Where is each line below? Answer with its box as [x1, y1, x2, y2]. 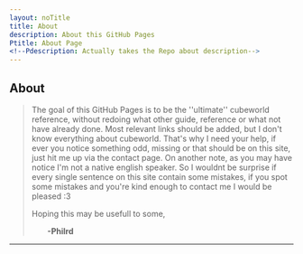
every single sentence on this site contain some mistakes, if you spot [31, 171, 289, 182]
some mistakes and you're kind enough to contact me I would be [31, 181, 272, 192]
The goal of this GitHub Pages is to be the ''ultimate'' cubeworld [31, 104, 271, 115]
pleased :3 [31, 191, 71, 202]
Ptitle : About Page [9, 38, 83, 48]
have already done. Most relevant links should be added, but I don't [31, 123, 282, 134]
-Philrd [47, 225, 74, 236]
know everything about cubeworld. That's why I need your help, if [31, 133, 277, 144]
